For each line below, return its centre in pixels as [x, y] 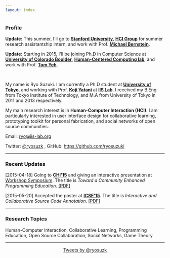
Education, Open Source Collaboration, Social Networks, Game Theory [79, 235]
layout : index [20, 10]
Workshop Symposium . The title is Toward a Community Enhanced [75, 180]
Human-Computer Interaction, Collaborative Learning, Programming [76, 230]
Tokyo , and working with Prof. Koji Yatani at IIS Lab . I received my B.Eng [81, 90]
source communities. [27, 126]
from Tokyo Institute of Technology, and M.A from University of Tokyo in [80, 95]
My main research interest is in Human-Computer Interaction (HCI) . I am [81, 110]
